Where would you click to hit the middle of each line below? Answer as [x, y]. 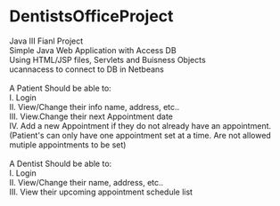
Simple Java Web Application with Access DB [93, 50]
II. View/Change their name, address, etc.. [86, 182]
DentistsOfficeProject [91, 16]
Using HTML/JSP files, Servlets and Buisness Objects [108, 59]
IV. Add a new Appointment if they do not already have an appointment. [140, 125]
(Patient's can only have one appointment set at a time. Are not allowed [140, 135]
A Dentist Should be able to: [61, 163]
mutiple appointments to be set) [68, 145]
